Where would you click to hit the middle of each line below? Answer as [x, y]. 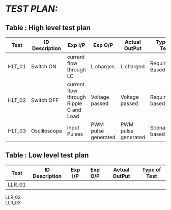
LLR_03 [13, 202]
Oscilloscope [47, 131]
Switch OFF [45, 100]
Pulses [75, 134]
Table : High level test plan [48, 28]
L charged [133, 67]
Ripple [75, 103]
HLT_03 [17, 131]
